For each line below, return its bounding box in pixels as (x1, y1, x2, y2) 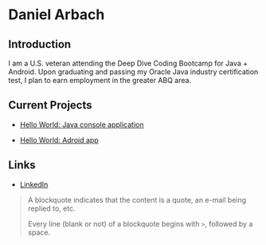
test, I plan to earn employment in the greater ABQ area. (8, 76, 192, 85)
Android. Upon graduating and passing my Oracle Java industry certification (8, 67, 259, 77)
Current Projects (8, 98, 92, 113)
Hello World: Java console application (19, 120, 144, 129)
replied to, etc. (27, 204, 76, 213)
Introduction (8, 38, 72, 51)
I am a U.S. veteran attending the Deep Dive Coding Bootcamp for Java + (8, 58, 248, 68)
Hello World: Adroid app (19, 135, 99, 144)
